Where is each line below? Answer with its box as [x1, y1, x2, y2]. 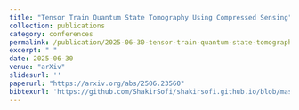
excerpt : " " [9, 46, 58, 55]
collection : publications [9, 21, 105, 30]
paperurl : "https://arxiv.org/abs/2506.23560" [9, 79, 185, 88]
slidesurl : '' [9, 71, 62, 80]
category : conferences [9, 29, 93, 38]
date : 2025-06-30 [9, 54, 74, 63]
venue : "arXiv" [9, 63, 66, 72]
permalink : [9, 37, 50, 47]
